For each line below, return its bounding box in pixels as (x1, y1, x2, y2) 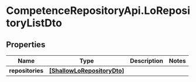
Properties (6, 40, 46, 49)
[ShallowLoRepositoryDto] (49, 67, 125, 74)
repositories (9, 67, 44, 74)
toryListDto (6, 16, 63, 30)
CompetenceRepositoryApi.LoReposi (6, 4, 191, 17)
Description (129, 57, 164, 65)
